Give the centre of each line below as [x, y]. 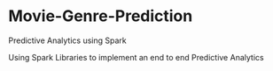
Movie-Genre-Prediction [101, 16]
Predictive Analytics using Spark [67, 40]
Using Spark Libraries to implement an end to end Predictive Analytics [136, 57]
